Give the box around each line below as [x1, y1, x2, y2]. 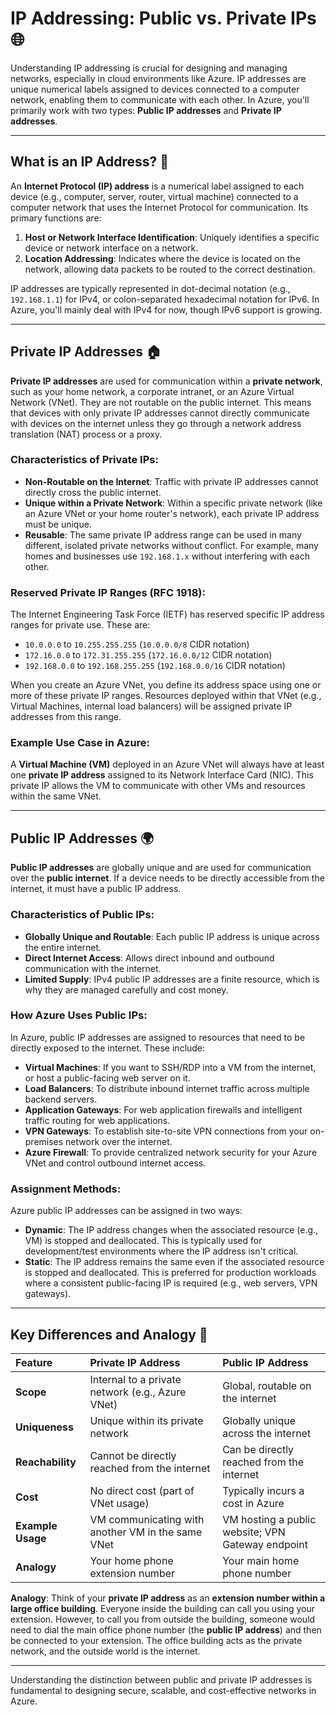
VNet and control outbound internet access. [24, 1157, 207, 1169]
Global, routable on [222, 1378, 312, 1392]
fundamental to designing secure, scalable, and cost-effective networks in [10, 1684, 317, 1696]
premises [24, 1135, 64, 1147]
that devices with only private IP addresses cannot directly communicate [10, 407, 310, 419]
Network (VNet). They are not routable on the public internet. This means [10, 396, 312, 408]
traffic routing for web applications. [24, 1114, 171, 1126]
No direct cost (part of [89, 1483, 195, 1497]
